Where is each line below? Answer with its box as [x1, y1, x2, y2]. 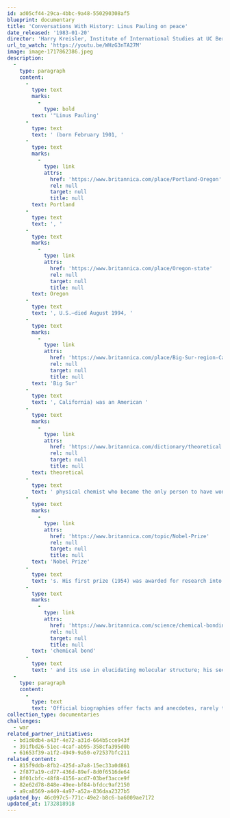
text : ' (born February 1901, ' [31, 131, 125, 138]
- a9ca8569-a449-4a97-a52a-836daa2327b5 [13, 788, 130, 795]
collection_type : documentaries [7, 711, 99, 719]
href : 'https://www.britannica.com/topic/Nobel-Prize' [50, 533, 210, 540]
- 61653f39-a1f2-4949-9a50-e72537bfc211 [13, 749, 130, 756]
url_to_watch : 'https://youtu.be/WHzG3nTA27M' [7, 42, 142, 49]
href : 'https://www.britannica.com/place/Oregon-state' [50, 265, 213, 272]
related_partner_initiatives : [7, 730, 94, 737]
